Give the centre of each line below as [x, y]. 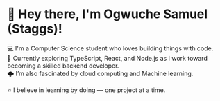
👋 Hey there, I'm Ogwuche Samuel [108, 14]
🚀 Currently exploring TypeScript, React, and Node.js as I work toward [108, 58]
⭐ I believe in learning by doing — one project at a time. [86, 90]
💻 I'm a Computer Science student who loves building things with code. [110, 48]
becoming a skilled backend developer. [63, 66]
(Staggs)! [35, 29]
